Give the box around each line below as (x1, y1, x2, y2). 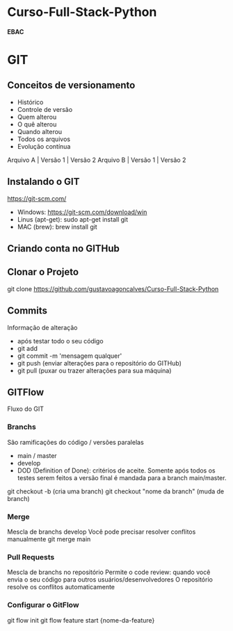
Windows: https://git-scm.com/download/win (17, 208, 147, 216)
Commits (7, 305, 47, 317)
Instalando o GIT (7, 176, 80, 188)
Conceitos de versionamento (7, 79, 136, 91)
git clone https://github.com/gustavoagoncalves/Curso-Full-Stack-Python (7, 284, 219, 293)
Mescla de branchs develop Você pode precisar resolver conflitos (7, 527, 196, 536)
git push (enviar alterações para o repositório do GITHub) (17, 359, 182, 367)
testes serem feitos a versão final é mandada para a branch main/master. (17, 473, 227, 482)
